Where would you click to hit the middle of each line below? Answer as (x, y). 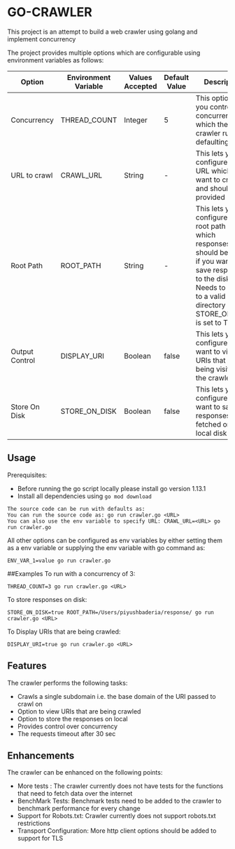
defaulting (212, 142)
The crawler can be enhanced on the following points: (85, 773)
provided (210, 197)
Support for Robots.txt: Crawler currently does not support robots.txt (116, 816)
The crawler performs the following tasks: (67, 683)
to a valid (211, 296)
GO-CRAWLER (50, 12)
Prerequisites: (27, 475)
